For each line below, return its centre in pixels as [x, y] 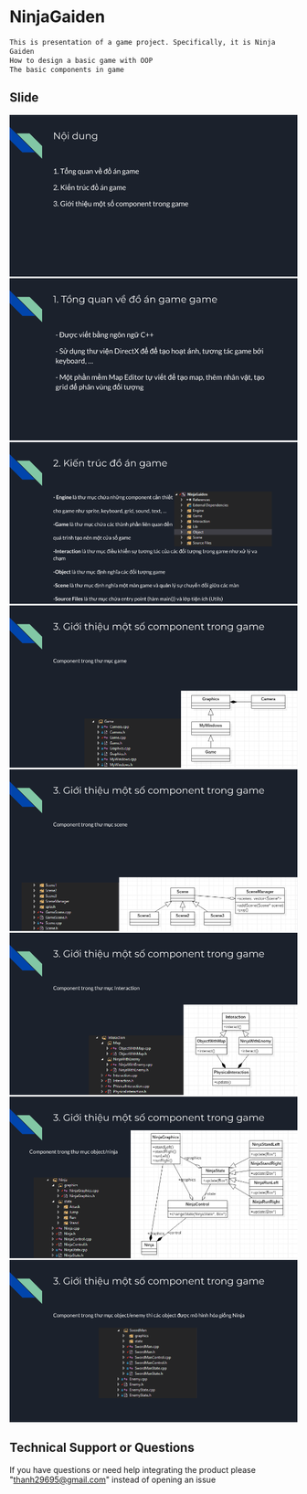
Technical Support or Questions [102, 1448]
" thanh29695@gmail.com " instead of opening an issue [113, 1479]
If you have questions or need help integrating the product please [132, 1469]
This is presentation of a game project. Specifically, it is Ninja [143, 42]
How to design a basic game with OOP [81, 60]
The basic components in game [67, 69]
